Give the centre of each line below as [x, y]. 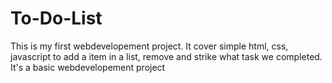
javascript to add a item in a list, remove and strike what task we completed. [166, 56]
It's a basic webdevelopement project [88, 67]
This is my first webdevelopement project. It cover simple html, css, [149, 46]
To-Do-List [56, 18]
